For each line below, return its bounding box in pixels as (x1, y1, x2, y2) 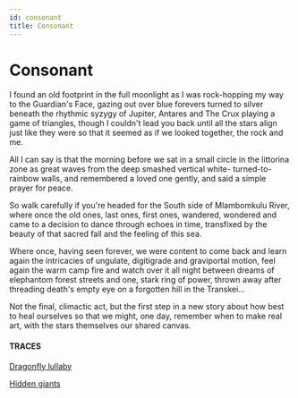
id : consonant (9, 13, 63, 22)
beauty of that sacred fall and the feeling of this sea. (9, 229, 202, 240)
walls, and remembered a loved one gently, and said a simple (40, 174, 267, 184)
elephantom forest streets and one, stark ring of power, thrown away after (9, 275, 282, 285)
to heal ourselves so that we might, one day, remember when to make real (9, 310, 283, 322)
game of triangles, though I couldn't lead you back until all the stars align (9, 118, 277, 129)
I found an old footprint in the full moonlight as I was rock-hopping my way (9, 89, 285, 100)
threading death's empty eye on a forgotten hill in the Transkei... (9, 284, 246, 295)
